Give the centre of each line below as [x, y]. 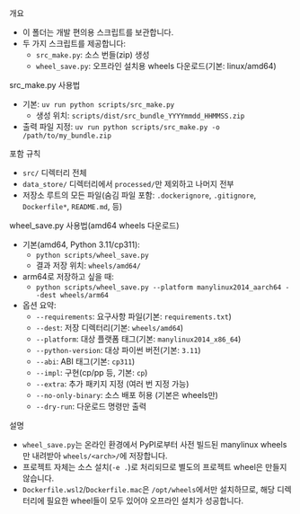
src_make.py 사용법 [45, 85]
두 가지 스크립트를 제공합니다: [74, 44]
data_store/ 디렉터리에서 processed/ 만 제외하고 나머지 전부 [128, 184]
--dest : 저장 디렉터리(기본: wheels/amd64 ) [110, 328]
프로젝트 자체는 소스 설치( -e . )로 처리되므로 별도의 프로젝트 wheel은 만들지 [154, 467]
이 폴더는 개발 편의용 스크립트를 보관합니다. [98, 32]
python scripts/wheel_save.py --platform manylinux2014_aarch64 [159, 288]
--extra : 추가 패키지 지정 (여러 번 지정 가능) [112, 384]
